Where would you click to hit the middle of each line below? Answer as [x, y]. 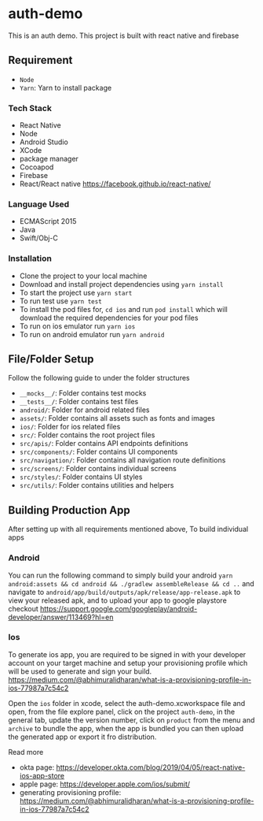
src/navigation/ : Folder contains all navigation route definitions [122, 460]
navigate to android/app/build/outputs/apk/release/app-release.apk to [124, 592]
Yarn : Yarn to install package [66, 87]
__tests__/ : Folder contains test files [79, 402]
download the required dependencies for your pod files [109, 318]
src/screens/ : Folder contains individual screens [98, 469]
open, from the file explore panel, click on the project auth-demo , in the [122, 711]
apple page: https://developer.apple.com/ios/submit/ [105, 784]
